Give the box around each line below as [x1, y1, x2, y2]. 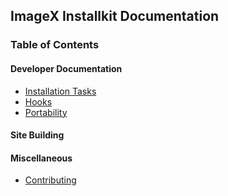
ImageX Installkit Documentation [10, 8, 220, 25]
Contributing [24, 174, 77, 186]
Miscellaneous [10, 152, 73, 164]
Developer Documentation [10, 62, 123, 74]
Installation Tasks [24, 85, 97, 97]
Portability [24, 106, 68, 118]
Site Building [10, 129, 65, 141]
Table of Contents [10, 38, 100, 52]
